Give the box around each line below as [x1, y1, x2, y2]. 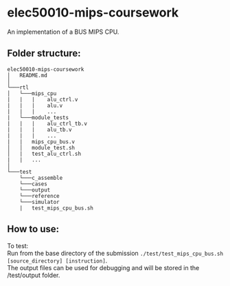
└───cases [19, 181, 48, 187]
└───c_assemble [19, 174, 63, 181]
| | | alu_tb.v [7, 126, 72, 133]
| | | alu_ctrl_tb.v [7, 120, 88, 127]
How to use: [7, 223, 60, 235]
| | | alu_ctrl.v [7, 96, 78, 103]
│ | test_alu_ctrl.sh [7, 150, 81, 157]
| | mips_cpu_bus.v [7, 138, 76, 145]
